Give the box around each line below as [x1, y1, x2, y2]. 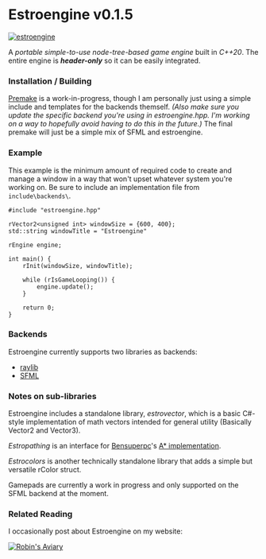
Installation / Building [8, 76, 92, 87]
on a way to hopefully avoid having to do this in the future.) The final [8, 119, 233, 129]
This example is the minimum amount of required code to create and [8, 165, 232, 175]
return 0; [22, 304, 56, 312]
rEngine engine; [8, 241, 62, 249]
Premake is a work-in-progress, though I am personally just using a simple [8, 94, 252, 103]
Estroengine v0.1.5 [8, 6, 133, 24]
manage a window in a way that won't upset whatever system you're [8, 173, 233, 184]
